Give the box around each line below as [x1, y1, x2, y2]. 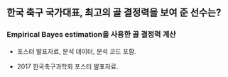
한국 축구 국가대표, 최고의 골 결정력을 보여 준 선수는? [6, 6, 222, 19]
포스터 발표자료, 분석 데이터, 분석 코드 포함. [16, 47, 136, 55]
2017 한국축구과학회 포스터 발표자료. [16, 62, 119, 71]
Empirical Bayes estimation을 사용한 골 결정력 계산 [6, 30, 177, 40]
